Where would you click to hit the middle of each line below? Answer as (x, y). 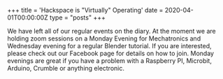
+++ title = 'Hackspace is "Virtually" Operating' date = (85, 10)
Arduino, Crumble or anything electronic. (66, 68)
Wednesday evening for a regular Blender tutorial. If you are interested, (109, 46)
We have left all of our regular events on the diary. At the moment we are (111, 31)
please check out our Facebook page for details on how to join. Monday (111, 53)
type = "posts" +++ (78, 17)
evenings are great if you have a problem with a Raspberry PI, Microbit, (109, 61)
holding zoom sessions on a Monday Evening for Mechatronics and (104, 38)
